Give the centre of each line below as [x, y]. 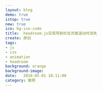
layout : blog [19, 10]
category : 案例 [20, 80]
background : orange [26, 66]
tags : [11, 43]
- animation [18, 57]
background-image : [24, 71]
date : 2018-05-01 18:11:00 [36, 76]
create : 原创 [18, 38]
